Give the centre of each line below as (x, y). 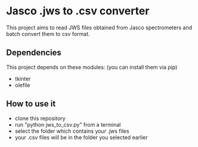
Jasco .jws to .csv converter (78, 11)
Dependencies (34, 53)
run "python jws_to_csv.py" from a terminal (68, 124)
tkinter (23, 78)
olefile (22, 85)
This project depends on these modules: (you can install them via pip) (92, 67)
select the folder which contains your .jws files (72, 131)
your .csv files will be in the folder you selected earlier (81, 137)
